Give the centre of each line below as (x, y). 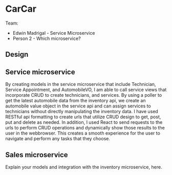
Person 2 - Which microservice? (47, 38)
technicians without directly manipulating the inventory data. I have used (82, 112)
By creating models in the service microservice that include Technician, (81, 84)
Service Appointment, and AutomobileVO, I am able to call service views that (86, 90)
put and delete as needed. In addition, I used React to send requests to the (84, 122)
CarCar (21, 9)
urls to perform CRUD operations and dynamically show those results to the (85, 128)
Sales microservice (37, 155)
